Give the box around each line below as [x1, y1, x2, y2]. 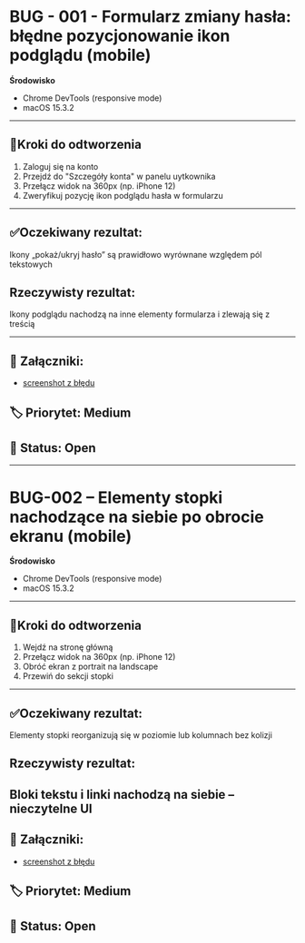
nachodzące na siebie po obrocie [9, 506, 265, 527]
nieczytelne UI [9, 801, 93, 816]
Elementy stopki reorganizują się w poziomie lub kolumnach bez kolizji [9, 729, 272, 741]
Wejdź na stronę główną [22, 642, 113, 653]
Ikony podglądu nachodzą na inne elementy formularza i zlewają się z [9, 309, 271, 319]
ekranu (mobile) [9, 526, 133, 546]
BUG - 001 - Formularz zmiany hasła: [9, 6, 292, 27]
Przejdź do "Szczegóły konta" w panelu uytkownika [22, 171, 216, 182]
